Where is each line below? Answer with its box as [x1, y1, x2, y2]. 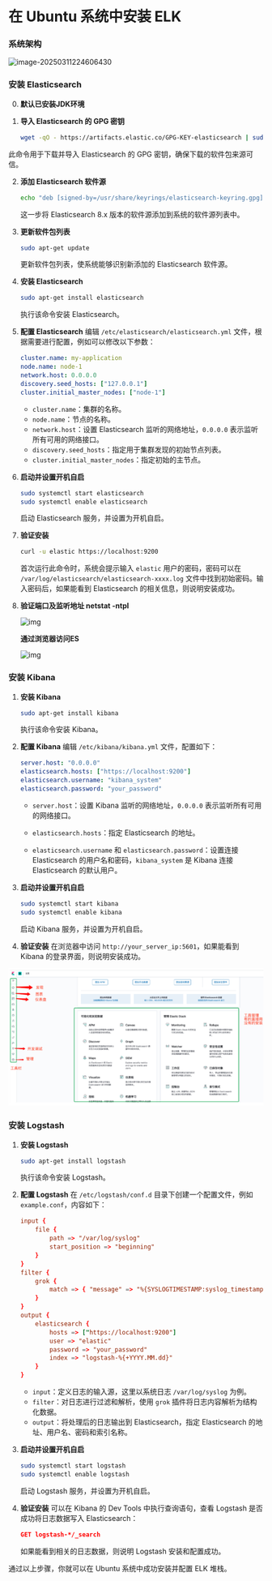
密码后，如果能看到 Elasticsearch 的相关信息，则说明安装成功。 [27, 584, 240, 593]
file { [35, 1226, 57, 1234]
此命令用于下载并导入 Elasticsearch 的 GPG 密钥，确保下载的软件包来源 [8, 149, 247, 159]
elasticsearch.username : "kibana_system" [19, 776, 163, 785]
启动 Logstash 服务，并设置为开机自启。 [19, 1485, 155, 1496]
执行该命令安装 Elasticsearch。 [19, 310, 124, 319]
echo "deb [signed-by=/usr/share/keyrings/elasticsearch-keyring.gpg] [19, 194, 264, 202]
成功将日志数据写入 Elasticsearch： [19, 1513, 138, 1523]
